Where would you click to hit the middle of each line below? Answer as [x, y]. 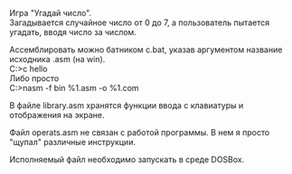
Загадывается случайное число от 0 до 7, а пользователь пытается [139, 23]
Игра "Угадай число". [51, 13]
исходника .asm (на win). [57, 59]
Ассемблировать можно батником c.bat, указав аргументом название [146, 50]
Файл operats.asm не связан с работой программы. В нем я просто [140, 133]
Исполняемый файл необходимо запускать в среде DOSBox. [127, 160]
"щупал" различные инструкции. [72, 142]
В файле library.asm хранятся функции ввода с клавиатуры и [127, 105]
